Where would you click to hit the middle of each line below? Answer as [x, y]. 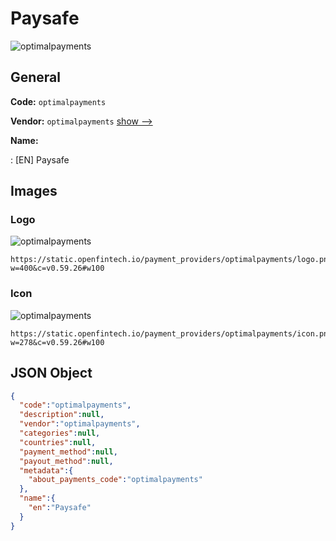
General [36, 77]
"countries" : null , [58, 442]
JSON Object [51, 373]
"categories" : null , [60, 433]
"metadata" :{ [46, 470]
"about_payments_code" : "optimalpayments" [115, 480]
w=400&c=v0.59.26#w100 [57, 268]
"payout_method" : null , [66, 461]
